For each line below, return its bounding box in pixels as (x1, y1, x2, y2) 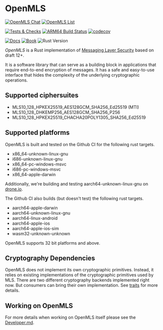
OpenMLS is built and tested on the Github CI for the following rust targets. (5, 141, 155, 147)
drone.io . (5, 186, 23, 192)
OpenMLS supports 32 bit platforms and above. (5, 240, 101, 246)
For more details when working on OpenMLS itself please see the (5, 314, 136, 320)
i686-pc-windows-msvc (12, 166, 61, 172)
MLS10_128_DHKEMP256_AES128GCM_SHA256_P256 (12, 109, 120, 115)
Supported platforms (5, 129, 70, 137)
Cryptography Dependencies (5, 254, 95, 262)
